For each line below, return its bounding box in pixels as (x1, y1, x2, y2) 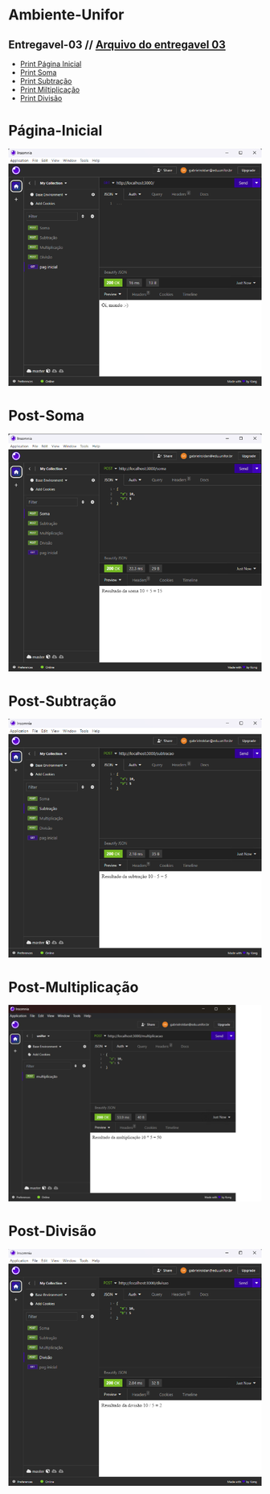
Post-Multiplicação (8, 977, 139, 996)
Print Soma (19, 68, 57, 77)
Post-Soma (8, 406, 84, 425)
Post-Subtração (8, 691, 117, 710)
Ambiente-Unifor (8, 6, 125, 24)
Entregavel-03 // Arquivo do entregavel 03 (8, 38, 227, 52)
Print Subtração (19, 77, 72, 85)
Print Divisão (19, 93, 63, 102)
